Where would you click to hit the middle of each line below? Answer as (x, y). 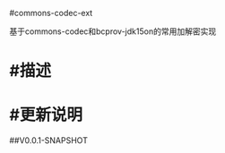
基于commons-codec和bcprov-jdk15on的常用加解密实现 (113, 31)
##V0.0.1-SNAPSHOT (48, 140)
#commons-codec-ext (51, 13)
